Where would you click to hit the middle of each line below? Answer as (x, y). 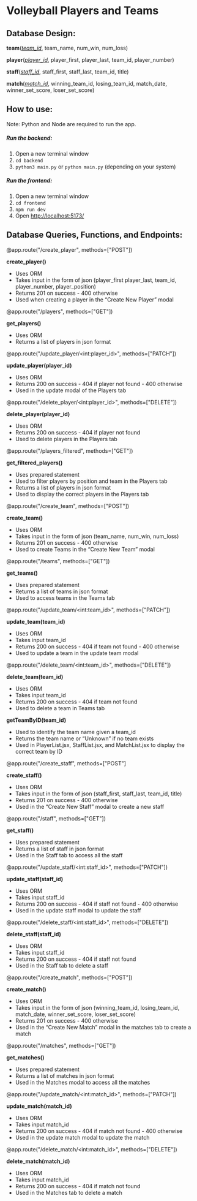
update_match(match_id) (39, 1106)
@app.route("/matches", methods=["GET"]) (61, 1045)
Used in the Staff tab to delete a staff (62, 965)
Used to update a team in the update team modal (77, 653)
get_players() (24, 323)
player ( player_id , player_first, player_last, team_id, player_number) (90, 60)
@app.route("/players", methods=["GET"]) (60, 311)
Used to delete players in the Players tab (66, 439)
